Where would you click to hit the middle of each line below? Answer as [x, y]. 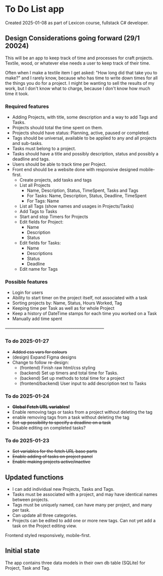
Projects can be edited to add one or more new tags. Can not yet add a [84, 521]
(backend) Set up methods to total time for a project [72, 378]
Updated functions [34, 477]
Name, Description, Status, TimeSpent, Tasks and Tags [82, 190]
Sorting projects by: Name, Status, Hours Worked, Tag [67, 303]
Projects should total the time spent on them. [57, 128]
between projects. [30, 500]
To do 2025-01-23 [27, 440]
